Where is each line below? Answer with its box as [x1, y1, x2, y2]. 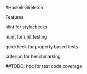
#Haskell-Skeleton [5, 5, 44, 10]
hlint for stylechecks [5, 24, 48, 30]
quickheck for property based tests [5, 44, 78, 50]
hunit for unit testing [5, 34, 47, 40]
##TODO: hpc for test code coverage [5, 63, 82, 69]
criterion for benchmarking [5, 53, 61, 59]
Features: [5, 14, 25, 20]
